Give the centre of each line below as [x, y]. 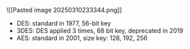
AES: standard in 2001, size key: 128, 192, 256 [82, 38]
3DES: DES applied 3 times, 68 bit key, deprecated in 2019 [100, 31]
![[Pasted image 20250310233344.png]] [64, 10]
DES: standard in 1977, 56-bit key [64, 23]
